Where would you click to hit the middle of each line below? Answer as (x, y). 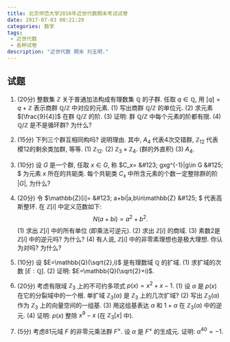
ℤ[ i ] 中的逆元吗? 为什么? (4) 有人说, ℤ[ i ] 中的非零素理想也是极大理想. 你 (117, 239)
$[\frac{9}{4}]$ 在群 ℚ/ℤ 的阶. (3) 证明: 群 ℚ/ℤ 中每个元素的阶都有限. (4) (119, 116)
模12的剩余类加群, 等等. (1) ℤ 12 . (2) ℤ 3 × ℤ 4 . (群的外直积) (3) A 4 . (106, 150)
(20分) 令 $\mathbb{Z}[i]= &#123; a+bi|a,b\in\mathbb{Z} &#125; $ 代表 (116, 198)
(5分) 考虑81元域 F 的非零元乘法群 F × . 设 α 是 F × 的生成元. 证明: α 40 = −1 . (120, 331)
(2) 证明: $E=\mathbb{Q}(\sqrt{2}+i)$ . (101, 271)
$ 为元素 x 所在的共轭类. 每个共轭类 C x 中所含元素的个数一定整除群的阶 (117, 174)
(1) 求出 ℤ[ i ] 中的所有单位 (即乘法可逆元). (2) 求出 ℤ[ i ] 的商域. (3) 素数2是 (119, 230)
